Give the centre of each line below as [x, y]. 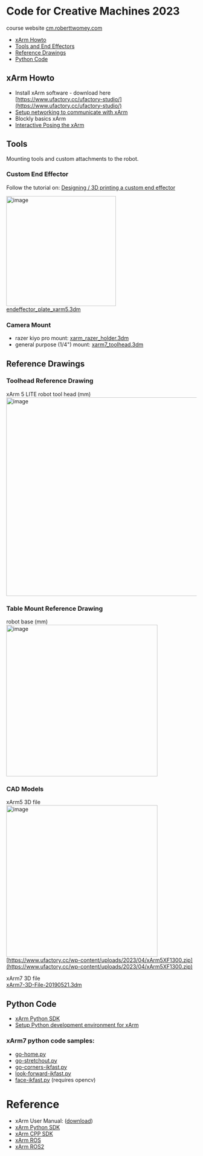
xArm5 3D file [24, 802]
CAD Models [25, 789]
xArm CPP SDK [34, 1134]
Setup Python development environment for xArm [77, 1025]
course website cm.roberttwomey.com [54, 28]
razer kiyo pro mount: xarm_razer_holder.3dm [72, 338]
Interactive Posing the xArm [50, 125]
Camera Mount [29, 324]
